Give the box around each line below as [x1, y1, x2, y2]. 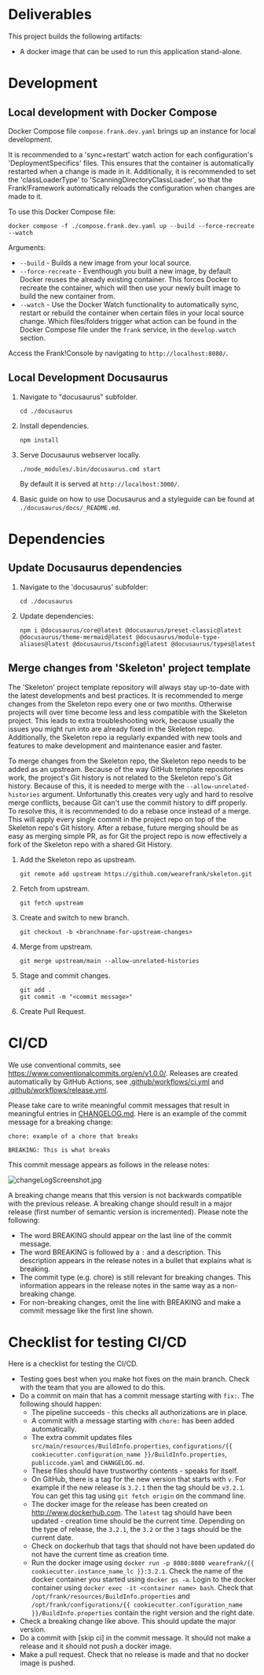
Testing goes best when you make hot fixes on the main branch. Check [19, 1374, 250, 1384]
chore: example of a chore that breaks [8, 1132, 139, 1141]
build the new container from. [19, 291, 115, 300]
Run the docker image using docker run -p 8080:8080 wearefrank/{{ [31, 1558, 255, 1567]
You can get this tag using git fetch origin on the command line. [31, 1491, 246, 1501]
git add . [19, 986, 53, 994]
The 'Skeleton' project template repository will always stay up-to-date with [8, 682, 250, 692]
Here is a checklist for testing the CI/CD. [8, 1359, 138, 1368]
